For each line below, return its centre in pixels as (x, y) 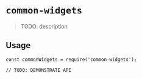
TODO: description (44, 26)
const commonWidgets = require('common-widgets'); (71, 60)
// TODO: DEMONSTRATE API (38, 70)
